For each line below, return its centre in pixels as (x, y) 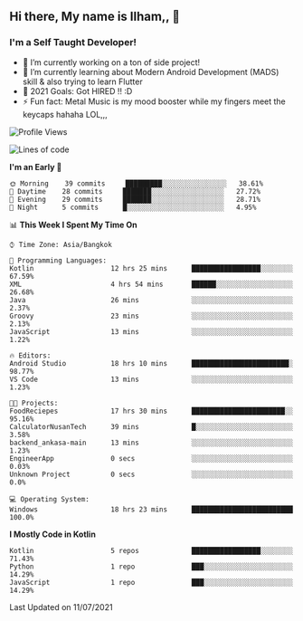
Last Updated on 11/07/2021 (61, 607)
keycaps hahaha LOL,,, (65, 114)
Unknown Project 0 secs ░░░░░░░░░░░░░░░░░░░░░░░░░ (151, 474)
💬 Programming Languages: (58, 260)
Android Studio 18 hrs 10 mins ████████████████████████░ (151, 363)
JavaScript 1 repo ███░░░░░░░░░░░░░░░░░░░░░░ (151, 582)
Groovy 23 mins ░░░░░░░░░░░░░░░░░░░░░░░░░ (151, 316)
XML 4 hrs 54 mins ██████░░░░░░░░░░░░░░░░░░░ (151, 284)
